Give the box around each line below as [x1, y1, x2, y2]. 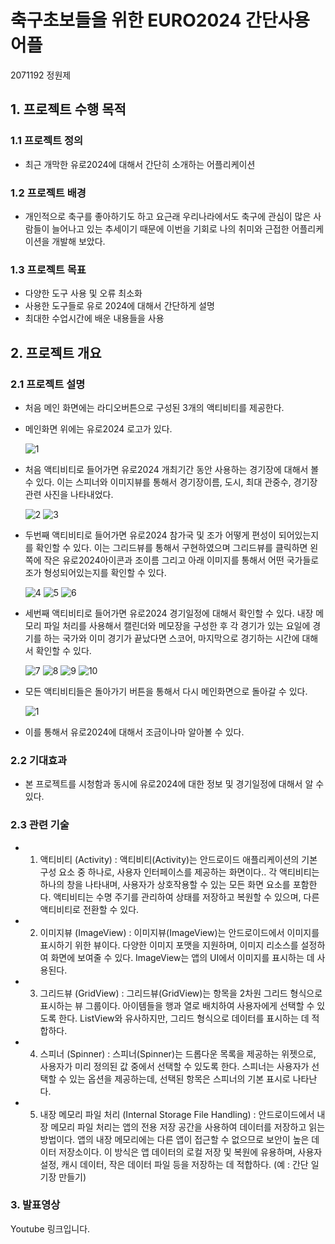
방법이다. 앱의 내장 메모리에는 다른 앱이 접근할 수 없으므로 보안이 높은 [39, 1133, 310, 1145]
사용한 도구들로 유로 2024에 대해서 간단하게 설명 [24, 300, 215, 312]
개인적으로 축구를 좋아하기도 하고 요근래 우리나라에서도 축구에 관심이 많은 [24, 210, 312, 222]
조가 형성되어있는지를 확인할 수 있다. [24, 566, 167, 578]
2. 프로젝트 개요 [10, 344, 102, 361]
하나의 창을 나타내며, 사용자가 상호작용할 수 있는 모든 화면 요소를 [39, 878, 291, 890]
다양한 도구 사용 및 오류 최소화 [24, 287, 143, 300]
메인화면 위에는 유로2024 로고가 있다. [24, 422, 173, 435]
